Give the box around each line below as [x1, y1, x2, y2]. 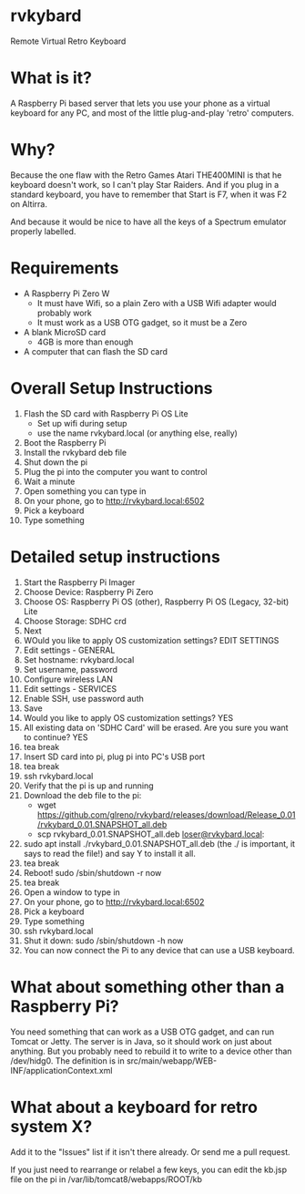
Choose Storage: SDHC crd [23, 615, 127, 626]
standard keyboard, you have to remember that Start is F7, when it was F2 [10, 189, 288, 200]
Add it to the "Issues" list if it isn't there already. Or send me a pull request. [10, 1146, 290, 1158]
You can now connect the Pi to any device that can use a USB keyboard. [23, 944, 295, 955]
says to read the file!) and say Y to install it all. [23, 848, 197, 859]
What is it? [10, 67, 93, 88]
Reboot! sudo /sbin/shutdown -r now [23, 867, 162, 878]
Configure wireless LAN [23, 674, 113, 684]
